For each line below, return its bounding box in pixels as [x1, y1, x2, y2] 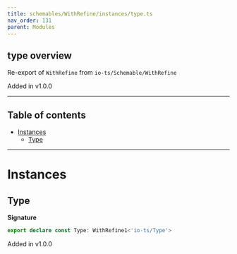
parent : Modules [7, 23, 55, 30]
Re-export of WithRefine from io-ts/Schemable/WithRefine [7, 68, 177, 77]
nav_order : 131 [7, 17, 52, 24]
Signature [7, 213, 37, 222]
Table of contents [7, 109, 86, 121]
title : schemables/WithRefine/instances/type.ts [7, 10, 153, 18]
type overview [7, 49, 72, 61]
